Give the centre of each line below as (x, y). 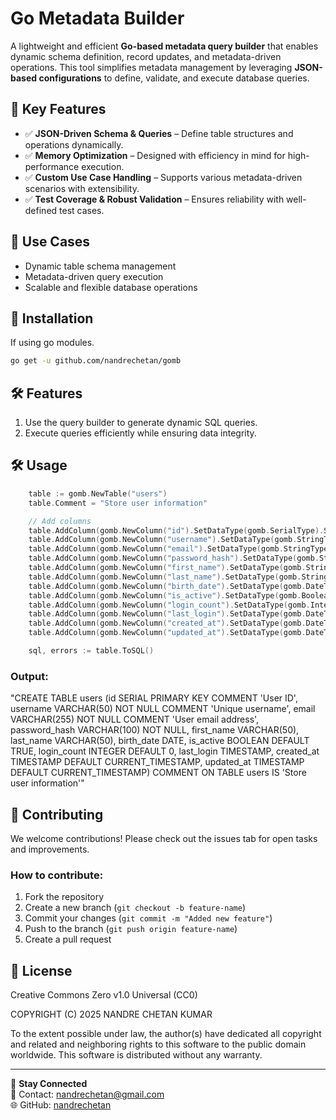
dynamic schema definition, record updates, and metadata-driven (146, 56)
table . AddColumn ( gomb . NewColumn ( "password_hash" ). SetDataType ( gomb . (174, 558)
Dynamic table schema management (100, 266)
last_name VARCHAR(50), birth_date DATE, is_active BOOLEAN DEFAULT (160, 741)
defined (41, 210)
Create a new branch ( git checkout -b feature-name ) (135, 908)
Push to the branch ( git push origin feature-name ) (131, 929)
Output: (29, 676)
